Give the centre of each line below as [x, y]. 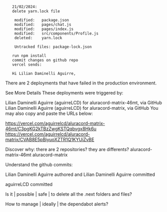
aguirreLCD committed [29, 184]
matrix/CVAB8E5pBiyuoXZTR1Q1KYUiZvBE [50, 140]
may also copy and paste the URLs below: [49, 113]
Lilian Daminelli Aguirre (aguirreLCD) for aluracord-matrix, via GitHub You [82, 108]
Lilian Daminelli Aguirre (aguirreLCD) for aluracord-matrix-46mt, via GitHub [84, 103]
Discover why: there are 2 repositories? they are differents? [67, 149]
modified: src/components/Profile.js [57, 34]
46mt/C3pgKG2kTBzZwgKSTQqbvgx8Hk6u [51, 129]
